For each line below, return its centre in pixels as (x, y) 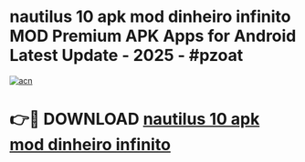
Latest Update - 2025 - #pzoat (126, 56)
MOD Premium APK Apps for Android (153, 36)
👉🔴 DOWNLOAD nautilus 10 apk (135, 119)
